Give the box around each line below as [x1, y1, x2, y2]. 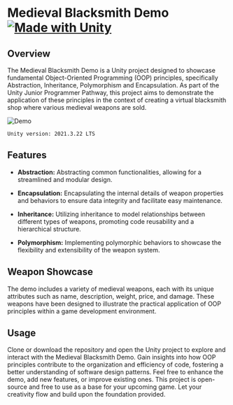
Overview [7, 48, 51, 59]
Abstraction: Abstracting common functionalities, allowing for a [17, 168, 202, 176]
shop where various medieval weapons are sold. [7, 104, 147, 111]
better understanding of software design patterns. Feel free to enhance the [7, 368, 224, 376]
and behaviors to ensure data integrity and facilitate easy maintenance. [17, 196, 223, 204]
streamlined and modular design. [17, 175, 113, 183]
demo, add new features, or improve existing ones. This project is [7, 376, 197, 384]
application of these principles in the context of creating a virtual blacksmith [7, 96, 227, 104]
